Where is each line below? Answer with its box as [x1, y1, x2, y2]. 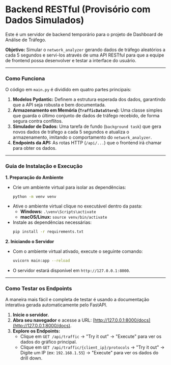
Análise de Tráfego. [5, 37, 47, 43]
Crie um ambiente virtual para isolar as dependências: [12, 184, 126, 190]
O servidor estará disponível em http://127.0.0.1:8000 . [12, 268, 130, 274]
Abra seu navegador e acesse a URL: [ [12, 317, 95, 323]
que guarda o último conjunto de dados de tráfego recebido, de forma [12, 113, 160, 119]
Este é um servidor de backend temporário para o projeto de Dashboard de [5, 31, 163, 37]
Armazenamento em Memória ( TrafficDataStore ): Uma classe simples [12, 107, 163, 113]
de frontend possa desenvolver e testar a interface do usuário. [5, 57, 136, 63]
